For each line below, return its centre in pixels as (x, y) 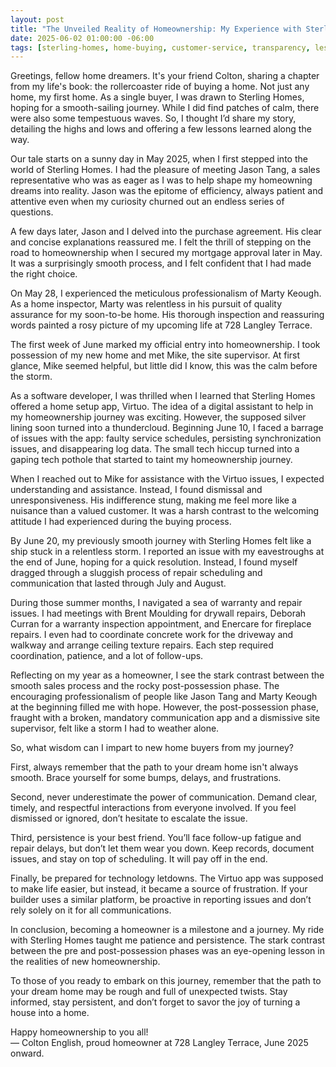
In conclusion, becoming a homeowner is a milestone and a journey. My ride (167, 930)
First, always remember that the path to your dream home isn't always (154, 767)
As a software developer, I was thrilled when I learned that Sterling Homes (163, 396)
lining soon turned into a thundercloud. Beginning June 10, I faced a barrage (167, 428)
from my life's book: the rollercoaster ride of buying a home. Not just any (160, 87)
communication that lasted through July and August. (118, 583)
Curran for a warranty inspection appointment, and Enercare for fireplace (161, 624)
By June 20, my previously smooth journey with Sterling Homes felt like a (161, 541)
